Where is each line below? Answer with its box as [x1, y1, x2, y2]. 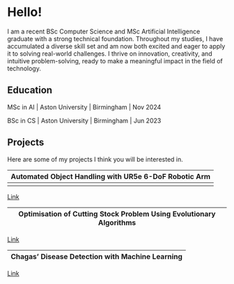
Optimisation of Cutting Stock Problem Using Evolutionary [18, 209, 216, 219]
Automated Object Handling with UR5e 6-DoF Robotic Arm [10, 171, 211, 181]
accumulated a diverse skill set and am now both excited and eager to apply [7, 42, 226, 50]
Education [7, 84, 53, 96]
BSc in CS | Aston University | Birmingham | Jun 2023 [7, 116, 162, 125]
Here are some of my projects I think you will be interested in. [7, 155, 183, 164]
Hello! [7, 4, 42, 20]
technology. [7, 64, 42, 72]
